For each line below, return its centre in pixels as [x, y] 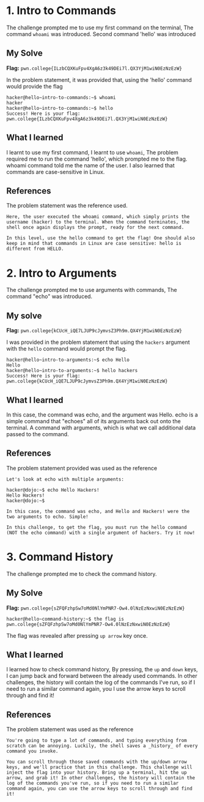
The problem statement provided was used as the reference [82, 468]
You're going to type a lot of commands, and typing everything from [97, 741]
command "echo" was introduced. [49, 296]
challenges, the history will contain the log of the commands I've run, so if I [101, 682]
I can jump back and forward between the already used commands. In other [102, 676]
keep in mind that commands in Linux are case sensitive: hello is [94, 244]
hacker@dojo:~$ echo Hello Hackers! [53, 490]
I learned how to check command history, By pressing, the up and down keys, [102, 669]
